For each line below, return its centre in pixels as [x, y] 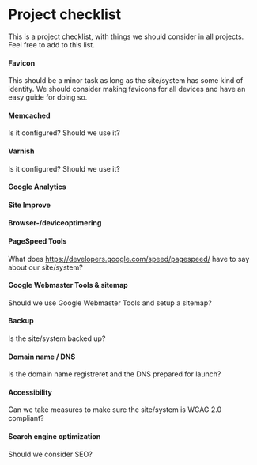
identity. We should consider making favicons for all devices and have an [127, 89]
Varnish [21, 151]
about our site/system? [45, 267]
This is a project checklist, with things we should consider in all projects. [126, 36]
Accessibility [30, 392]
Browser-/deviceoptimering [55, 223]
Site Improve [30, 205]
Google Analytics [37, 187]
